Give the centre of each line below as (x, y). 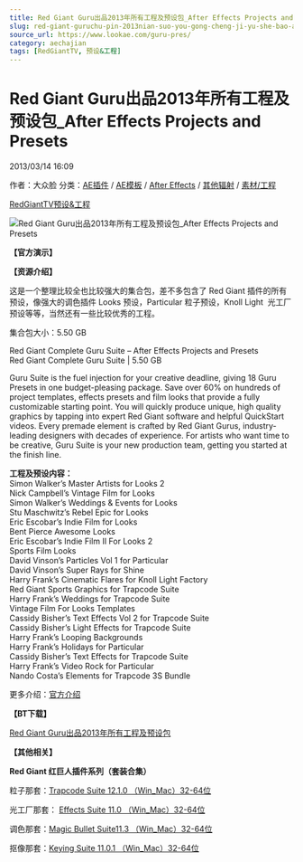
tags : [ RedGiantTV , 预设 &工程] (65, 52)
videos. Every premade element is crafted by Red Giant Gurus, (125, 426)
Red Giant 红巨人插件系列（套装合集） (80, 772)
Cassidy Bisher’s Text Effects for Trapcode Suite (99, 657)
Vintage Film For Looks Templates (72, 609)
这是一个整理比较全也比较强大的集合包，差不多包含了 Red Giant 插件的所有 (148, 291)
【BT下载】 (30, 714)
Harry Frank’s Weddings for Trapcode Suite (90, 599)
